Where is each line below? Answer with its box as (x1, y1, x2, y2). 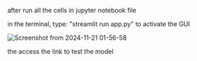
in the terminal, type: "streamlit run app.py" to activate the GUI (7, 20, 191, 28)
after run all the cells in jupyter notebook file (7, 6, 137, 14)
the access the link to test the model (7, 48, 114, 55)
